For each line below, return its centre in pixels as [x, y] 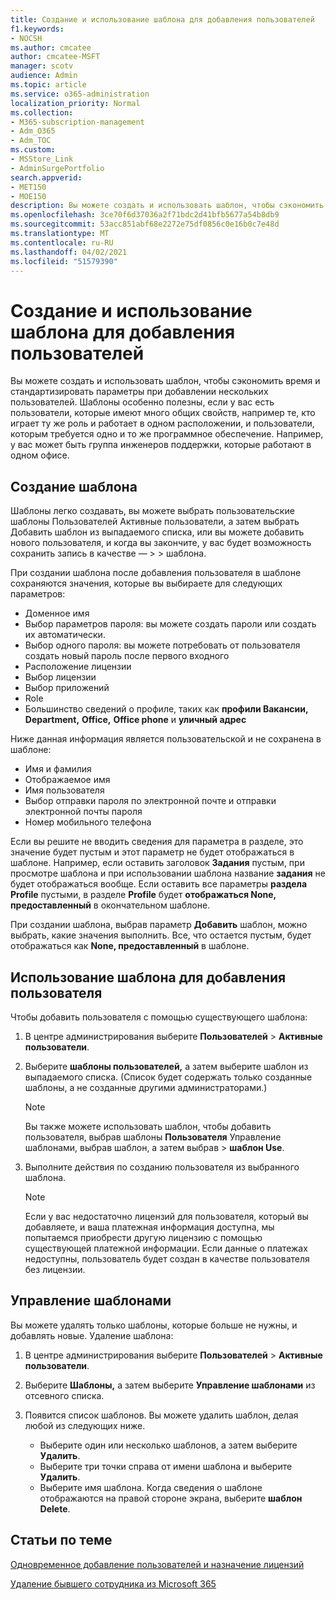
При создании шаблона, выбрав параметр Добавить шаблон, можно [159, 925]
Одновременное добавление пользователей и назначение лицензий [157, 1564]
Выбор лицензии [60, 677]
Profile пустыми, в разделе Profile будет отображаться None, [143, 895]
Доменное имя [57, 613]
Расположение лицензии [78, 667]
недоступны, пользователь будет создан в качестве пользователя [167, 1258]
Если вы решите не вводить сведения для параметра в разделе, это [157, 842]
